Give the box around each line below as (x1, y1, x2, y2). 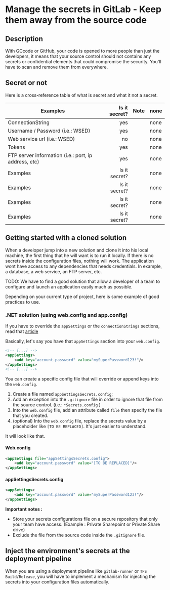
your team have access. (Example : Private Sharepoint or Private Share (12, 521, 160, 527)
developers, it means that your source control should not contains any (5, 53, 151, 59)
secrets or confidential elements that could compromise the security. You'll (5, 59, 162, 64)
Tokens (8, 143, 25, 150)
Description (5, 34, 43, 43)
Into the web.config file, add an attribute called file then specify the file (12, 407, 163, 413)
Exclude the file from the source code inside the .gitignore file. (12, 532, 146, 538)
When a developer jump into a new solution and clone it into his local (5, 247, 148, 253)
